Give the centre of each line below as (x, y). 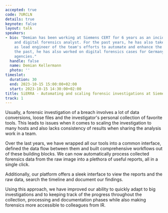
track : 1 (14, 98)
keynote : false (21, 24)
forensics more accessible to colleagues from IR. (55, 205)
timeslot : (15, 75)
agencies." (25, 56)
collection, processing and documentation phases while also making (75, 200)
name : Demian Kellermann (35, 65)
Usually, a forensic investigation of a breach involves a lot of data (72, 112)
